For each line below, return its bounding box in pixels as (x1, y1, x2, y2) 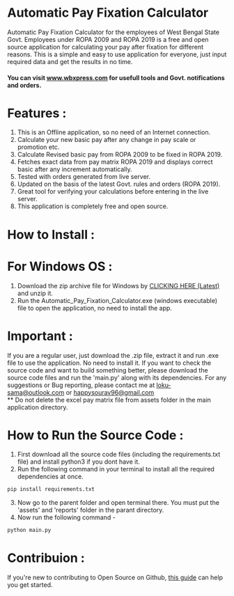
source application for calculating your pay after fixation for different (7, 42, 204, 51)
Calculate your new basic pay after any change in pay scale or (17, 136, 196, 144)
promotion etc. (17, 143, 60, 151)
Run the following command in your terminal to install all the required (17, 465, 214, 473)
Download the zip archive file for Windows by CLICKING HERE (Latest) (17, 281, 220, 290)
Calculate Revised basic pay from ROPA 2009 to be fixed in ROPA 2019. (17, 150, 223, 159)
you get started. (7, 581, 54, 589)
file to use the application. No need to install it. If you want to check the (7, 359, 211, 367)
